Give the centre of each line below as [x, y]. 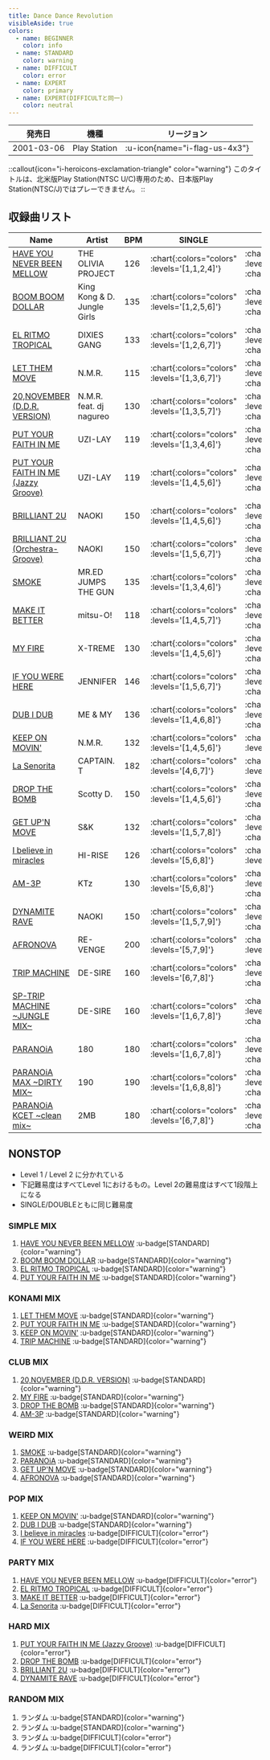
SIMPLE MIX [33, 1226]
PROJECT [96, 273]
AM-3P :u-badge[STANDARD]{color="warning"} [100, 1414]
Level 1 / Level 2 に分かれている [72, 1174]
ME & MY [95, 714]
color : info [43, 46]
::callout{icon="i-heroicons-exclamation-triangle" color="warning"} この [128, 169]
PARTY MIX [31, 1562]
